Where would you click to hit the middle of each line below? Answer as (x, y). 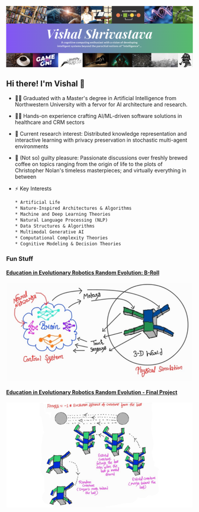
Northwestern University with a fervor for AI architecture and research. (101, 104)
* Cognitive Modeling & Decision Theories (68, 244)
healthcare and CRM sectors (49, 122)
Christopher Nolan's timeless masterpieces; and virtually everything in (100, 170)
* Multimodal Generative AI (49, 232)
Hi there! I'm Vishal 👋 (46, 84)
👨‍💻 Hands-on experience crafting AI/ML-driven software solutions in (98, 116)
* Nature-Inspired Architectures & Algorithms (73, 208)
